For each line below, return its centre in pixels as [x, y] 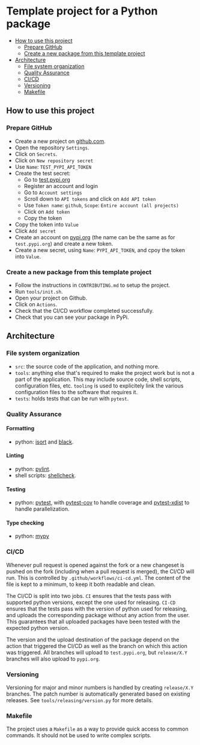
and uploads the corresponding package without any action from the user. [98, 615]
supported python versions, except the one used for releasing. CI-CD [91, 602]
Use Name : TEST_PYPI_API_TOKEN [53, 166]
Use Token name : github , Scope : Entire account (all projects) [101, 205]
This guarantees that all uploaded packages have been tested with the [93, 621]
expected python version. [38, 627]
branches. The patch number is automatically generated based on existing [98, 694]
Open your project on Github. [51, 298]
